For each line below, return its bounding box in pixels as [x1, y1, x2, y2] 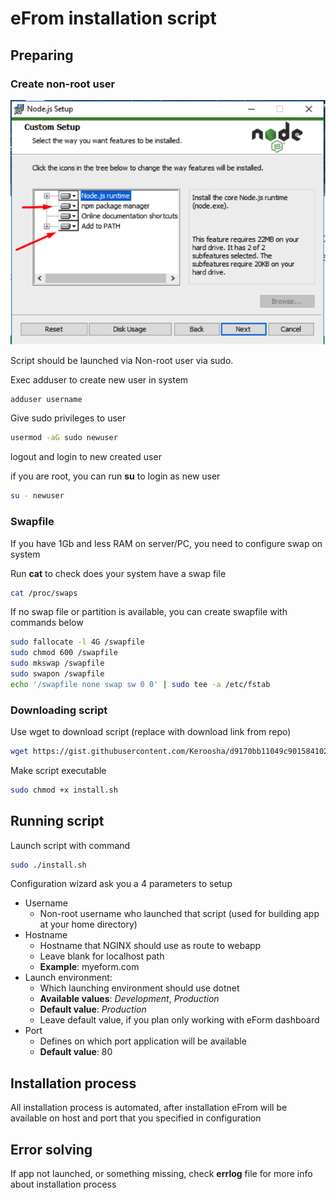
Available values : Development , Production [39, 993, 220, 1005]
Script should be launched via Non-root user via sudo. [10, 354, 234, 366]
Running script [10, 813, 105, 830]
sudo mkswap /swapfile [10, 658, 105, 669]
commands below [10, 617, 84, 629]
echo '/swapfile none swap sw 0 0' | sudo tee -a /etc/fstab [10, 679, 271, 689]
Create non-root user [10, 77, 116, 91]
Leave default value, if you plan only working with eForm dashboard [39, 1014, 320, 1026]
